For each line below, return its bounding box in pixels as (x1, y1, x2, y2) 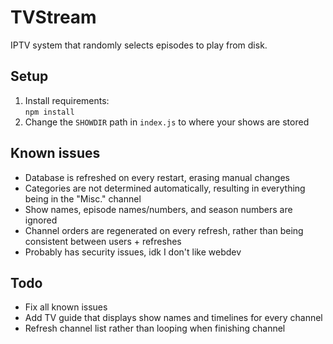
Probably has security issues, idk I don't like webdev (24, 246, 242, 258)
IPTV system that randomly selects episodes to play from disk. (10, 39, 268, 51)
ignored (24, 214, 58, 226)
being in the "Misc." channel (24, 192, 142, 205)
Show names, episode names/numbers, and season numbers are (24, 203, 293, 215)
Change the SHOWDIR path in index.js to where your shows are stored (24, 116, 310, 128)
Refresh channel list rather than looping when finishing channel (24, 322, 286, 335)
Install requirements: (24, 94, 110, 106)
